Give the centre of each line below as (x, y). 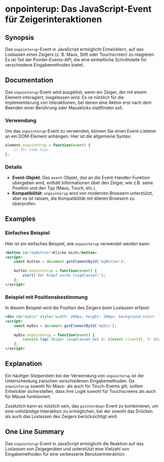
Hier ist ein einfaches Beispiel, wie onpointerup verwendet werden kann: (78, 243)
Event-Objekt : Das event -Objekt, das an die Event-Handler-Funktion (81, 178)
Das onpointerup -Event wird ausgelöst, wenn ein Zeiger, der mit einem (76, 92)
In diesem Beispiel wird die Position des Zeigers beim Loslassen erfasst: (78, 308)
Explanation (24, 364)
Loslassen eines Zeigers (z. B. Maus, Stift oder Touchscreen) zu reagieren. (80, 54)
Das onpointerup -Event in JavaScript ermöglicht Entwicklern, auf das (74, 49)
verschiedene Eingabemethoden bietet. (45, 65)
